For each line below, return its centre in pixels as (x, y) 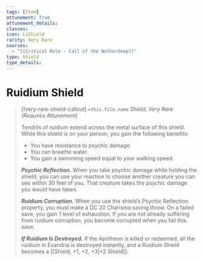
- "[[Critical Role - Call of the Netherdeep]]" (74, 51)
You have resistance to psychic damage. (81, 145)
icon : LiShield (25, 35)
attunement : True (28, 18)
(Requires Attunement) (49, 116)
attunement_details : (32, 23)
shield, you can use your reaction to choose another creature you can (108, 177)
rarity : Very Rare (29, 40)
